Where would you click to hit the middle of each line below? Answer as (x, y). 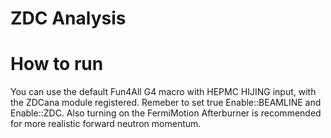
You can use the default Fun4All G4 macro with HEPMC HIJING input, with (163, 92)
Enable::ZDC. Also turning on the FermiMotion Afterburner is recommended (166, 113)
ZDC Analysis (68, 18)
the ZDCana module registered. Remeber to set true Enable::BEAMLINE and (166, 103)
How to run (57, 64)
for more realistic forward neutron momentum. (106, 124)
